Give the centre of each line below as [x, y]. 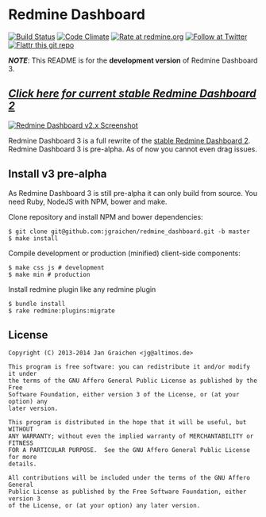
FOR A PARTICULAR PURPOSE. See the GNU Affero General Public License [129, 450]
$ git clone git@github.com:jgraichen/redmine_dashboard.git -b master [129, 232]
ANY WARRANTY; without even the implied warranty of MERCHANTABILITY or [131, 437]
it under [23, 374]
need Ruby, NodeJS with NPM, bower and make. [88, 201]
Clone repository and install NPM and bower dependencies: [106, 216]
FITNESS [21, 443]
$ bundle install [37, 304]
